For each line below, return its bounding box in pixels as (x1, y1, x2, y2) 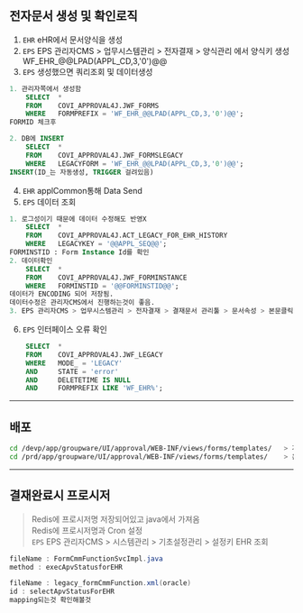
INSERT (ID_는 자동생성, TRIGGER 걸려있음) (9, 168, 154, 177)
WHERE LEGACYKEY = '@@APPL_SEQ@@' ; (25, 240, 168, 249)
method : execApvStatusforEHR (9, 563, 124, 572)
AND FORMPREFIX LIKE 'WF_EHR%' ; (25, 384, 164, 393)
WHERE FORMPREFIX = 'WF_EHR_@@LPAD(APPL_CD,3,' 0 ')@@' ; (25, 109, 244, 119)
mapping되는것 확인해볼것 (9, 596, 92, 605)
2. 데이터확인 (9, 256, 53, 265)
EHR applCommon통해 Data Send (22, 185, 142, 196)
